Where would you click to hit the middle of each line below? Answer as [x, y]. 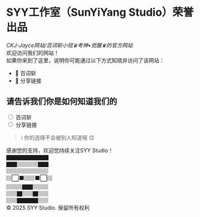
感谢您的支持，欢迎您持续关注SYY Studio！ [60, 150]
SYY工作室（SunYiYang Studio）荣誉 [100, 12]
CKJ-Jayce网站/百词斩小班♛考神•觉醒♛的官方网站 [70, 45]
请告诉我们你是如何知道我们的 [62, 102]
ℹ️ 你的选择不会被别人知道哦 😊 [58, 137]
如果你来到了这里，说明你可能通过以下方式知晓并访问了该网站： [85, 60]
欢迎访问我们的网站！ [33, 52]
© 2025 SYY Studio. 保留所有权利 [48, 207]
